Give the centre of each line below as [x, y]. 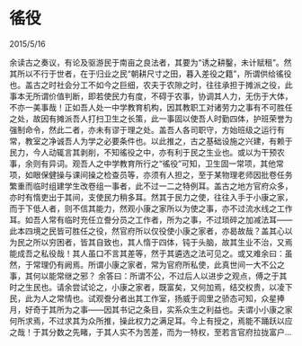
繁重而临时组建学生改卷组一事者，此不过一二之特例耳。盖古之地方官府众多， [151, 186]
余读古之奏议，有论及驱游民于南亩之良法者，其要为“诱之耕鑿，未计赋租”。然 [151, 62]
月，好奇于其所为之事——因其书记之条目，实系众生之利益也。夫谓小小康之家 [151, 309]
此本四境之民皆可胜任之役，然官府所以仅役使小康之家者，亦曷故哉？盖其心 [147, 231]
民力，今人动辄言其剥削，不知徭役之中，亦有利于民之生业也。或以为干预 [143, 152]
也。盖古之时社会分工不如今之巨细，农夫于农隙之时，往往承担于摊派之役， [147, 84]
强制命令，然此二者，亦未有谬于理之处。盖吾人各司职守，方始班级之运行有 [147, 129]
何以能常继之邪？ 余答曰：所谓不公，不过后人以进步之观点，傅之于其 [160, 276]
